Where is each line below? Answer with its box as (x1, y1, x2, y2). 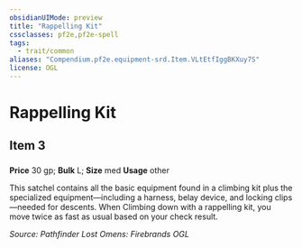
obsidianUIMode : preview (9, 13, 103, 23)
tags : (9, 38, 30, 48)
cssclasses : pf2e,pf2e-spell (9, 30, 119, 39)
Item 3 (9, 138, 46, 153)
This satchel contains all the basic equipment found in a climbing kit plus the (9, 182, 293, 194)
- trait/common (17, 47, 75, 56)
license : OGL (9, 64, 59, 73)
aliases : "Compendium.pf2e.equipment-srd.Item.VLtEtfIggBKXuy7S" (9, 55, 260, 64)
